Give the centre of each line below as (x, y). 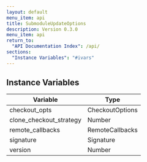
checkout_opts (31, 110)
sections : (19, 52)
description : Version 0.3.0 (42, 29)
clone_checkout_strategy (45, 120)
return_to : (20, 40)
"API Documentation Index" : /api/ (56, 47)
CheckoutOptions (112, 110)
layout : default (27, 12)
